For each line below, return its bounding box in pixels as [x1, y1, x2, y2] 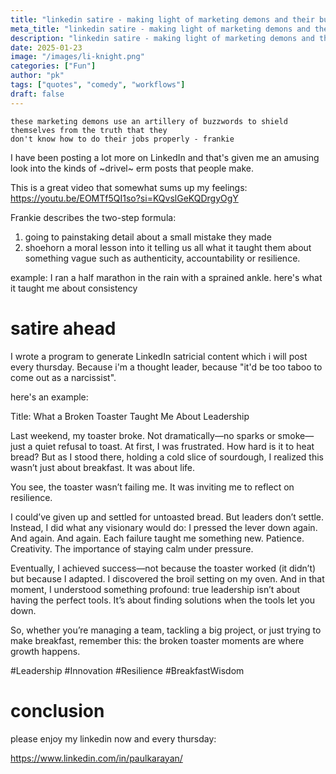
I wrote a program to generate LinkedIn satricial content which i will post [10, 350, 308, 362]
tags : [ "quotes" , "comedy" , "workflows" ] [10, 80, 186, 90]
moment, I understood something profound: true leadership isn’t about [10, 583, 300, 595]
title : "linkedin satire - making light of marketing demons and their [10, 14, 315, 25]
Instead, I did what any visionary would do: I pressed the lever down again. [10, 521, 318, 533]
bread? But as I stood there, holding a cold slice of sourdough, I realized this [10, 451, 324, 463]
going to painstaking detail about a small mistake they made [24, 231, 272, 243]
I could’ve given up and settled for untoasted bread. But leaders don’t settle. [10, 511, 325, 523]
